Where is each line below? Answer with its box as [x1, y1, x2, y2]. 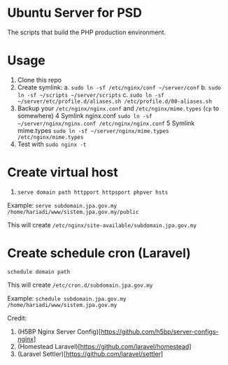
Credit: [7, 313, 27, 322]
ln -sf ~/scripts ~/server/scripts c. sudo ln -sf [17, 90, 164, 99]
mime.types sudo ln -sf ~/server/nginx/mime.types [17, 126, 169, 134]
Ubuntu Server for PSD [7, 5, 142, 21]
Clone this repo [17, 76, 62, 84]
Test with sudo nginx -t [17, 140, 87, 148]
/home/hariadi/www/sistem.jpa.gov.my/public [7, 208, 139, 215]
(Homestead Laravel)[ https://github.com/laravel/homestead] [17, 342, 192, 350]
